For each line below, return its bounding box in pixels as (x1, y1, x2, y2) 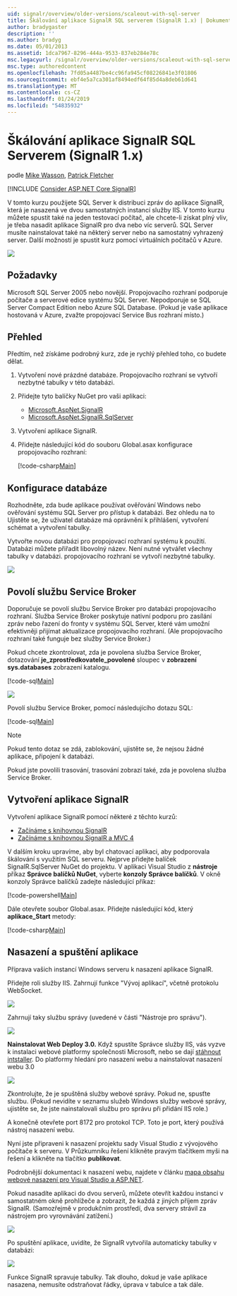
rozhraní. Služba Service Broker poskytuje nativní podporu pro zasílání (7, 612, 212, 621)
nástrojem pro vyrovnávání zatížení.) (7, 1211, 114, 1220)
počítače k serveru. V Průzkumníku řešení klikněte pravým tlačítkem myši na (7, 1146, 229, 1155)
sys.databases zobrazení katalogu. (7, 663, 111, 672)
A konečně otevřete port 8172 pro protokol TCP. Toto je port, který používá (7, 1118, 224, 1126)
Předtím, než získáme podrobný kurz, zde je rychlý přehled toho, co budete (7, 350, 227, 358)
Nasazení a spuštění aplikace (7, 946, 139, 958)
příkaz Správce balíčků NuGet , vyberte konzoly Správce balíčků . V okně (7, 869, 221, 878)
